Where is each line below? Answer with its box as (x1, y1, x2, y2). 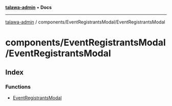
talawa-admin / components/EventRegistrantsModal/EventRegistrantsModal (5, 19, 165, 25)
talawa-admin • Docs (5, 5, 52, 10)
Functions (5, 83, 31, 90)
